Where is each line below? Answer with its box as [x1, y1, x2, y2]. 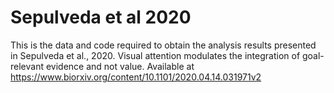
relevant [10, 60, 44, 72]
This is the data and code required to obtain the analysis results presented [10, 39, 317, 51]
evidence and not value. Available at [45, 60, 195, 72]
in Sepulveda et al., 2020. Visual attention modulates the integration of [10, 49, 301, 61]
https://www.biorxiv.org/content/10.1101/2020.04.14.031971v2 [10, 71, 262, 83]
